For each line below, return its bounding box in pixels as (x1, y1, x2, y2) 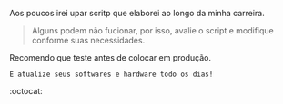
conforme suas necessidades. (31, 35, 146, 45)
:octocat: (9, 86, 43, 96)
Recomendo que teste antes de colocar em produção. (9, 52, 212, 62)
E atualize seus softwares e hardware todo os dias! (9, 70, 214, 79)
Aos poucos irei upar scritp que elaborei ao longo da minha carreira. (9, 8, 266, 18)
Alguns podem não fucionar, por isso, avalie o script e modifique (31, 25, 275, 35)
